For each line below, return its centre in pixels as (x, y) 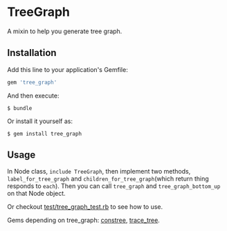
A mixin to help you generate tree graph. (65, 31)
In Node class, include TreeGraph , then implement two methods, (99, 172)
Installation (32, 53)
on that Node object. (36, 194)
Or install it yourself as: (40, 121)
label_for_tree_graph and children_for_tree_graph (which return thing (108, 179)
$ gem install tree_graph (44, 133)
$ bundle (20, 108)
